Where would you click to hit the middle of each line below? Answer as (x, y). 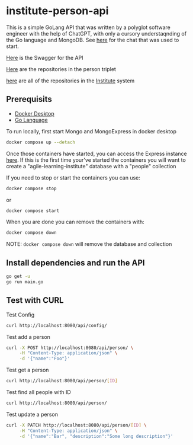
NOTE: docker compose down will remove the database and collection (89, 244)
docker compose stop (32, 188)
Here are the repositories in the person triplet (61, 69)
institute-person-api (57, 11)
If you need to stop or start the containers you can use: (73, 177)
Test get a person (28, 370)
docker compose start (33, 211)
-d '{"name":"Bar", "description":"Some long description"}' (96, 436)
